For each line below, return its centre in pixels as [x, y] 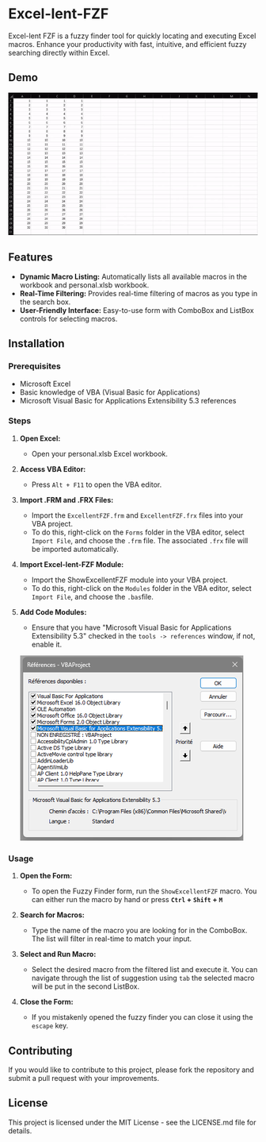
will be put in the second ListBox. [85, 986]
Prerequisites [34, 366]
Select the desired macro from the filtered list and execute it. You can [144, 970]
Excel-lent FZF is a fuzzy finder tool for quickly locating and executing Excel [132, 36]
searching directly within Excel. [59, 52]
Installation [36, 343]
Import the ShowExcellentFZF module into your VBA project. [129, 580]
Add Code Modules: [53, 612]
